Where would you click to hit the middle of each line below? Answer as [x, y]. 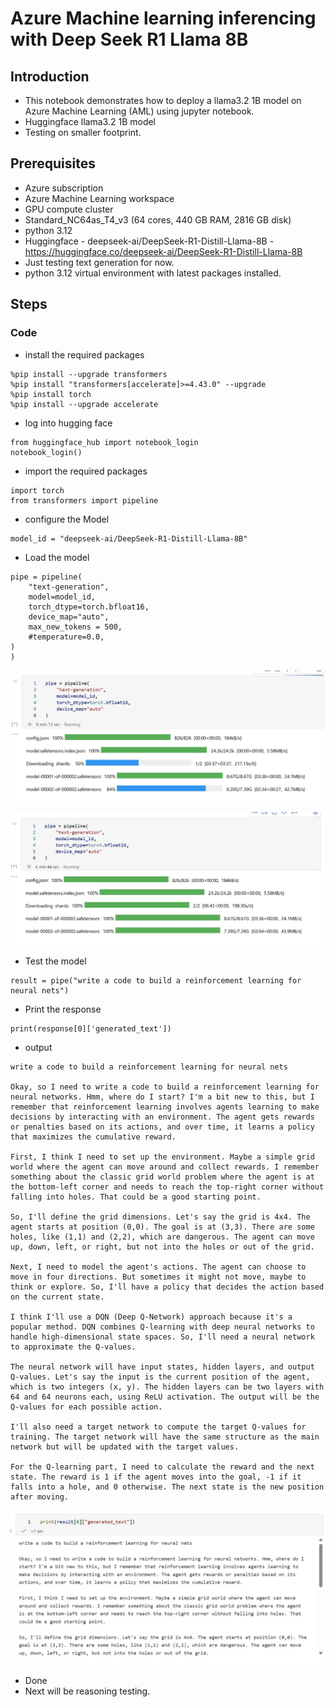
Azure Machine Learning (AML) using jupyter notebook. [139, 111]
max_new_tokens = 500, [75, 627]
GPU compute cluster [69, 209]
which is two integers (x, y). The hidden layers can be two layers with [167, 1387]
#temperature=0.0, [66, 637]
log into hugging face [68, 423]
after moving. [40, 1497]
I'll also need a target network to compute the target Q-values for [158, 1427]
